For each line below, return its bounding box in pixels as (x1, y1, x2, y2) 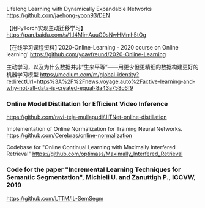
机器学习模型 (6, 71, 39, 78)
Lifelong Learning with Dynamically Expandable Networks (6, 6, 152, 12)
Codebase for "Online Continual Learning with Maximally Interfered (6, 144, 176, 151)
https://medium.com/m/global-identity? (39, 71, 140, 78)
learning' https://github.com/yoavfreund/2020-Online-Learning (6, 51, 166, 58)
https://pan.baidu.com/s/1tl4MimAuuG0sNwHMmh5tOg (6, 31, 147, 39)
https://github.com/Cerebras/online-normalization (6, 132, 133, 139)
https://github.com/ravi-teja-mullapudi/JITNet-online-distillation (6, 113, 167, 121)
